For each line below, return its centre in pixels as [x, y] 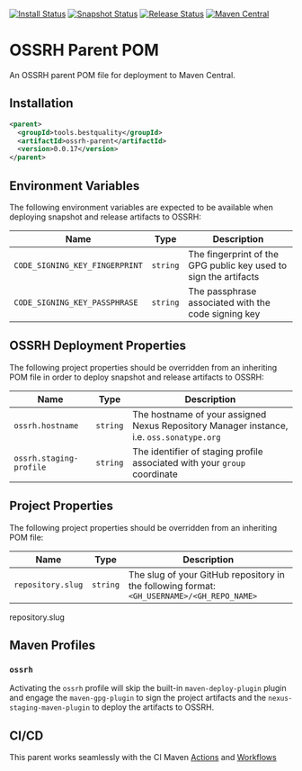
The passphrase [222, 291]
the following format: [172, 586]
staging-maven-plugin [50, 708]
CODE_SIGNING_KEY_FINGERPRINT [79, 265]
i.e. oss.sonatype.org [176, 436]
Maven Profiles [53, 645]
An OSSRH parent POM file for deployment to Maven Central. [122, 75]
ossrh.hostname [46, 426]
